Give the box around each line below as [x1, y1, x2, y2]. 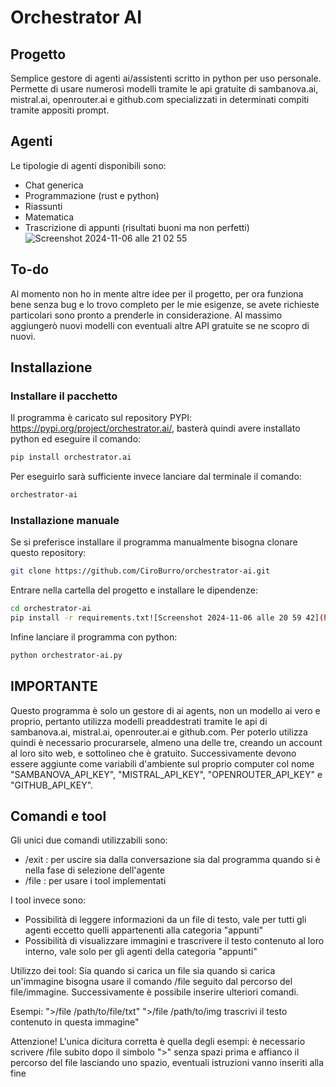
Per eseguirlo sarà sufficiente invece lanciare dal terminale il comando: [10, 471, 302, 483]
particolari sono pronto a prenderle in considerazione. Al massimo [10, 309, 283, 321]
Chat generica [24, 179, 84, 191]
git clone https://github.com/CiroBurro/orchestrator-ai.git [10, 566, 271, 576]
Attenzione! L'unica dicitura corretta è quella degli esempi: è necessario [10, 1036, 306, 1048]
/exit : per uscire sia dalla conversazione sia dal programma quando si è [24, 854, 321, 866]
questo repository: [10, 547, 87, 559]
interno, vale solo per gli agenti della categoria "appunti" [24, 946, 258, 958]
